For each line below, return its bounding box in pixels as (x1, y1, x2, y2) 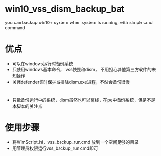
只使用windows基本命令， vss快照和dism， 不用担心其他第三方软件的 (12, 67, 152, 72)
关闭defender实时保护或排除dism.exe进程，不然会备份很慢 (12, 79, 130, 85)
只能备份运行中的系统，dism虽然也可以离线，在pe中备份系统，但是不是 (12, 97, 156, 103)
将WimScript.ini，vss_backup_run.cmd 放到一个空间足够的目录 (12, 139, 139, 145)
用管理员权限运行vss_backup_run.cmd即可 (12, 145, 98, 151)
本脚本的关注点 (12, 103, 42, 109)
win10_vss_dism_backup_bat (5, 3, 125, 15)
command (5, 24, 25, 30)
